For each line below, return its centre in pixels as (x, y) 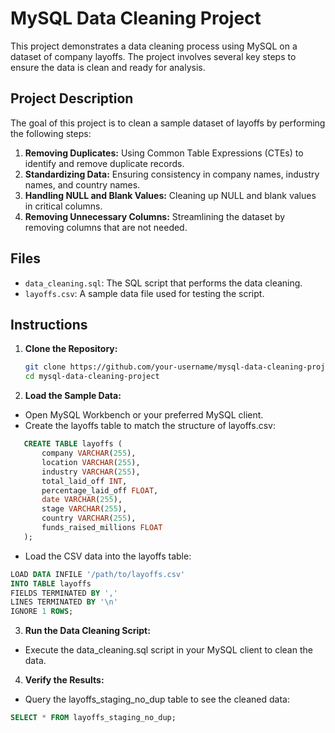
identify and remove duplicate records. (104, 163)
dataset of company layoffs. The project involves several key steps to (153, 56)
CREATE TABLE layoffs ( (73, 444)
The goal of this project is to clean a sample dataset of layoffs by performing (168, 123)
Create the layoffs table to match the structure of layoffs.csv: (150, 426)
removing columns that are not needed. (106, 227)
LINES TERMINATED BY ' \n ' (64, 602)
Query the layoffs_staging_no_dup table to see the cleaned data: (157, 699)
